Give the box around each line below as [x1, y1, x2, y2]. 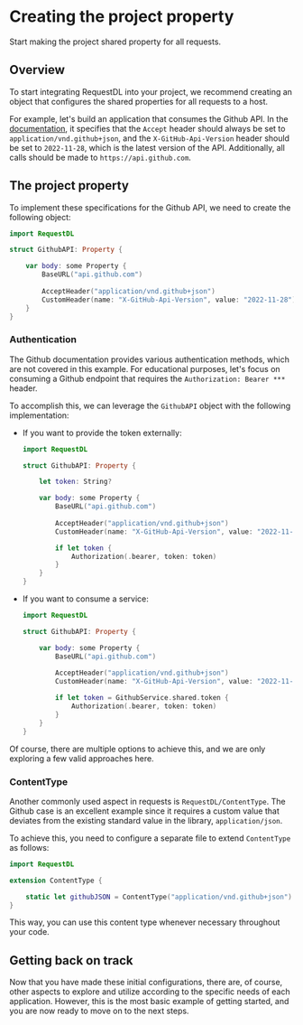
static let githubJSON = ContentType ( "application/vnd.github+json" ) [25, 892, 293, 901]
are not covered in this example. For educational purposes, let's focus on [9, 363, 281, 374]
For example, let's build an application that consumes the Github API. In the [9, 113, 289, 124]
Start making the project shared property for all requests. [9, 36, 222, 47]
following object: [9, 211, 71, 222]
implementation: [9, 409, 69, 421]
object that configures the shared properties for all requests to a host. [9, 96, 269, 107]
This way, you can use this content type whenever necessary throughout [9, 917, 280, 927]
